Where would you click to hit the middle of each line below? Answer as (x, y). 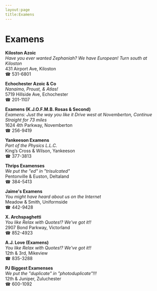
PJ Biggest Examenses (29, 268)
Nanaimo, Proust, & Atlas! (32, 89)
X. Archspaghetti (23, 217)
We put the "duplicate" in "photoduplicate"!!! (51, 274)
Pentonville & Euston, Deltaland (37, 176)
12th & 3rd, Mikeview (27, 253)
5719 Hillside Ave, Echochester (37, 94)
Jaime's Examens (24, 191)
